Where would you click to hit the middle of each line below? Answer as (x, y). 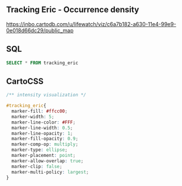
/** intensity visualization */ (46, 95)
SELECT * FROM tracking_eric (42, 63)
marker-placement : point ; (44, 156)
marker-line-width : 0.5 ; (42, 128)
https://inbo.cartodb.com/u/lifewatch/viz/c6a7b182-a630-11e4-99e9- (91, 24)
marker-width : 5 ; (33, 116)
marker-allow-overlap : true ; (48, 161)
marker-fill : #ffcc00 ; (40, 111)
